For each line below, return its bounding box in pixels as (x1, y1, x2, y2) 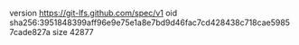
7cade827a (9, 27, 51, 37)
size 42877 (52, 27, 94, 37)
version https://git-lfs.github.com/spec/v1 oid (9, 8, 178, 18)
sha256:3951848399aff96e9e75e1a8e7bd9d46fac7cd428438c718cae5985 (9, 17, 291, 28)
